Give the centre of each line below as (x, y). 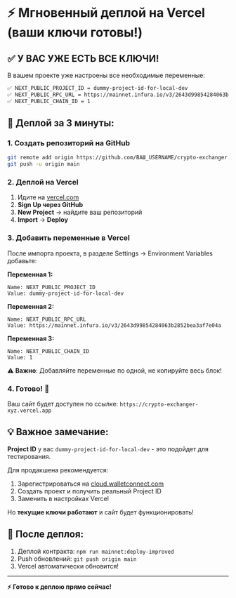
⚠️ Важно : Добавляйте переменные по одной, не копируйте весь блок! (115, 370)
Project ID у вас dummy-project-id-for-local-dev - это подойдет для (108, 448)
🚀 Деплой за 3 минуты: (61, 123)
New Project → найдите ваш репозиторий (80, 212)
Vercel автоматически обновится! (68, 566)
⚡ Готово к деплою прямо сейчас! (59, 587)
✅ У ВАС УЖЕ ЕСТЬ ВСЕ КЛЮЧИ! (83, 59)
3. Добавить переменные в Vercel (68, 238)
